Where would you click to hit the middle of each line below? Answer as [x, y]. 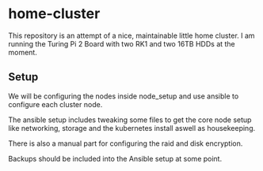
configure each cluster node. [55, 104]
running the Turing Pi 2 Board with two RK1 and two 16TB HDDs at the [122, 43]
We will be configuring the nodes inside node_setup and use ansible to [124, 96]
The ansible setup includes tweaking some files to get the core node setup [130, 120]
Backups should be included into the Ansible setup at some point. [115, 158]
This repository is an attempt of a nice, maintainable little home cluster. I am [131, 35]
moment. [23, 52]
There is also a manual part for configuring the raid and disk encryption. [126, 143]
